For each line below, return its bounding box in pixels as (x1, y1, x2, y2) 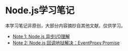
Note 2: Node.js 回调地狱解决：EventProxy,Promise (12, 39, 120, 46)
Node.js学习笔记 (5, 5, 75, 16)
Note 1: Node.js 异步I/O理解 (12, 33, 70, 39)
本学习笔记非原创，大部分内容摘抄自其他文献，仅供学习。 (5, 22, 125, 29)
